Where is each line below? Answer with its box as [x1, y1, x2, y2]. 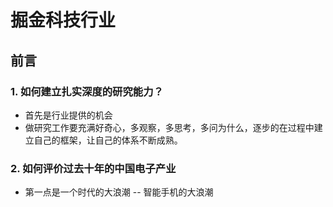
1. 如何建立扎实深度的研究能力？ [10, 84, 164, 98]
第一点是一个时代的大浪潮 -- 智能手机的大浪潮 [24, 186, 214, 198]
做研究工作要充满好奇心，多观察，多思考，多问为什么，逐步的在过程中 [24, 121, 315, 133]
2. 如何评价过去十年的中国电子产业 [10, 161, 177, 175]
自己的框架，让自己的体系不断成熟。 [33, 134, 183, 146]
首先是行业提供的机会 [24, 109, 113, 121]
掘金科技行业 [10, 9, 117, 32]
